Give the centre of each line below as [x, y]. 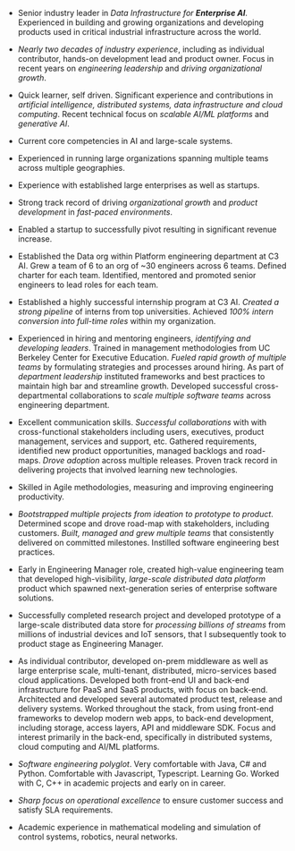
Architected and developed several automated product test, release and [150, 699]
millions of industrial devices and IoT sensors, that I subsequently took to [152, 634]
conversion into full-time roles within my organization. [117, 321]
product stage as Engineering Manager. [90, 644]
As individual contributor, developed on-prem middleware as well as [143, 661]
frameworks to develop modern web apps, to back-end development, [146, 718]
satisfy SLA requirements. [65, 810]
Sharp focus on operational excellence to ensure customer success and [151, 800]
